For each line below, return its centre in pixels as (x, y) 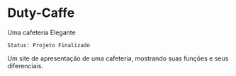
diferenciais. (26, 65)
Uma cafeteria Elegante (41, 32)
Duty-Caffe (41, 13)
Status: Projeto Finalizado (49, 45)
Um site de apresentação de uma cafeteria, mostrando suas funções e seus (118, 58)
